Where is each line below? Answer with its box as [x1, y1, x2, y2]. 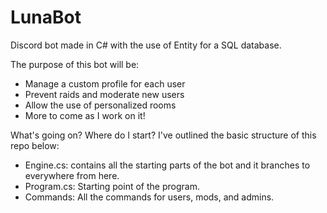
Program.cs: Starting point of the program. [24, 180, 200, 192]
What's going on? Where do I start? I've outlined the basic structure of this [10, 129, 317, 141]
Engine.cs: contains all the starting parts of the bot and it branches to [24, 159, 311, 171]
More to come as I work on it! [24, 109, 146, 121]
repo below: [10, 139, 60, 151]
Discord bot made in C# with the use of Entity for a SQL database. [10, 39, 282, 51]
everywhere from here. [24, 169, 120, 181]
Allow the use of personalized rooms [24, 99, 177, 111]
